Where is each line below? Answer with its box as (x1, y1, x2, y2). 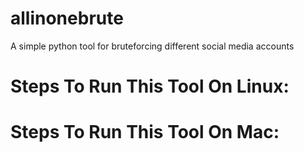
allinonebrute (10, 7, 124, 30)
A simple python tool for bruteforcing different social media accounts (10, 40, 295, 52)
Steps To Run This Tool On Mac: (10, 121, 280, 144)
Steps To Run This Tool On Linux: (10, 75, 290, 98)
